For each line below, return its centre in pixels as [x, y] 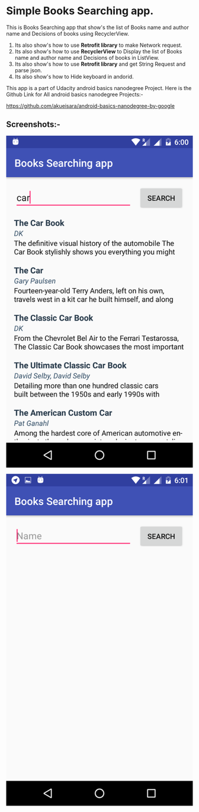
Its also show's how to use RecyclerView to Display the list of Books [98, 51]
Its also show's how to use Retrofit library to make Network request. [98, 45]
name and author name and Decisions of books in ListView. [87, 57]
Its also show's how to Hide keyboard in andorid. [74, 76]
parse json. [28, 70]
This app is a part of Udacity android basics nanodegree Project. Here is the [99, 88]
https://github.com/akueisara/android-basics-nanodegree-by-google [90, 106]
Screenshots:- [33, 125]
